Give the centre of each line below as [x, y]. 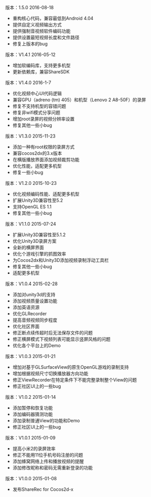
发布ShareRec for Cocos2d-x [43, 489]
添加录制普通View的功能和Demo [46, 421]
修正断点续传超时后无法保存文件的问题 [52, 333]
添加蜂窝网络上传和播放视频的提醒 [48, 461]
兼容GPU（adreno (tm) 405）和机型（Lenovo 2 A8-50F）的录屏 [79, 100]
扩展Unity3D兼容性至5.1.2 [39, 235]
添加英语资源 [26, 307]
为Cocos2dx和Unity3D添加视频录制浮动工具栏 [61, 260]
